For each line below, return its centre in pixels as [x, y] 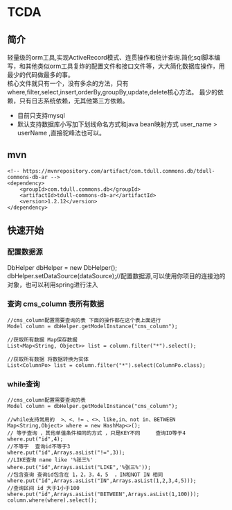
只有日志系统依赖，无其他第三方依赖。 [74, 101]
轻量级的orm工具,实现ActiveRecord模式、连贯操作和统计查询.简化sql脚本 [111, 57]
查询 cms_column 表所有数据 [56, 304]
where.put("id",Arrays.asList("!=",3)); [66, 453]
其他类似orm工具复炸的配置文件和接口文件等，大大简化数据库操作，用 [125, 66]
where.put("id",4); [35, 439]
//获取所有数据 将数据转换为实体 [48, 359]
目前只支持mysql [41, 116]
